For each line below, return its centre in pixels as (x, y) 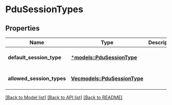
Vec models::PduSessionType (107, 78)
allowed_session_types (37, 78)
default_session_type (35, 57)
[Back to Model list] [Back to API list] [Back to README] (64, 97)
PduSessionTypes (44, 9)
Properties (23, 28)
